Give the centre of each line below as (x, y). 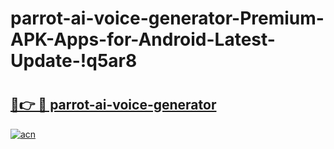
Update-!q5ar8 (74, 61)
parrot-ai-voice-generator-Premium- (167, 18)
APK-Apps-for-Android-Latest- (143, 39)
